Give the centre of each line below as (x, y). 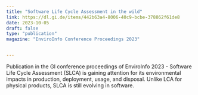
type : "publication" (32, 34)
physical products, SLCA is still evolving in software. (70, 85)
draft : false (22, 28)
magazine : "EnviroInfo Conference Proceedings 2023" (73, 39)
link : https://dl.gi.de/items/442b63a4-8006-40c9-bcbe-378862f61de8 (93, 17)
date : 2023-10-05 (28, 23)
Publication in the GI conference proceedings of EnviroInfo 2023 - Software (99, 66)
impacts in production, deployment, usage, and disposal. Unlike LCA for (94, 79)
